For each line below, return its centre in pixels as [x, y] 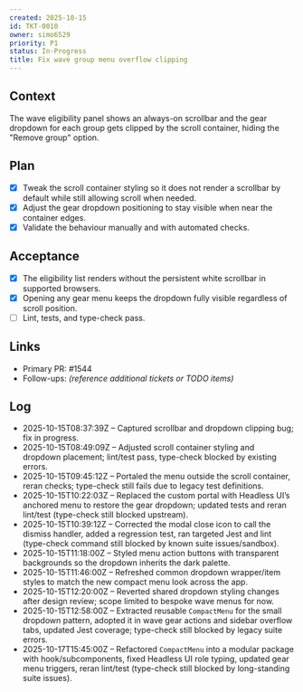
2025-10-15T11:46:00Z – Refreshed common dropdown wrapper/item [151, 573]
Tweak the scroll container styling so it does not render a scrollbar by [151, 187]
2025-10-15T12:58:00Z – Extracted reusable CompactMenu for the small [152, 611]
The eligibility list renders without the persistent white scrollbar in [144, 278]
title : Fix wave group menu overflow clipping [99, 60]
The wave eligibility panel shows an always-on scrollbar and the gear [138, 118]
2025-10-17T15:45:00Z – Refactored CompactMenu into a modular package [158, 649]
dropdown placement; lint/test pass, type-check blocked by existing [150, 457]
